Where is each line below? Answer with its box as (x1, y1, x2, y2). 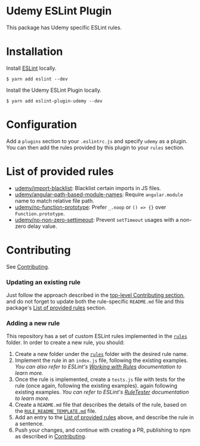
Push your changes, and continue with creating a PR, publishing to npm (14, 426, 191, 433)
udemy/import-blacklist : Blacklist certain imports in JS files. (14, 184, 161, 191)
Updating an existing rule (6, 278, 81, 286)
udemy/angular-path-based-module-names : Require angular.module (14, 191, 183, 198)
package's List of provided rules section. (6, 304, 106, 311)
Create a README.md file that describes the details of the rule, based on (14, 401, 187, 408)
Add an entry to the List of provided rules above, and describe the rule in (14, 414, 194, 421)
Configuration (6, 118, 78, 132)
